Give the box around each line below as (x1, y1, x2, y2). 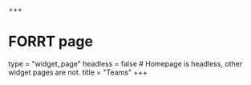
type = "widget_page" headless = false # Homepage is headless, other (8, 59, 243, 68)
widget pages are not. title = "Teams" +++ (8, 67, 148, 77)
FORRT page (8, 33, 94, 51)
